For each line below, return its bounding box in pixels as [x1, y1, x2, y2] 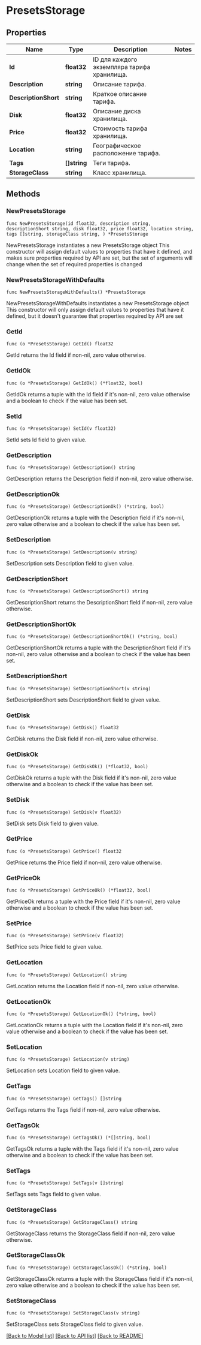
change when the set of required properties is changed [6, 260, 142, 267]
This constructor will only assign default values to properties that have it [6, 306, 184, 313]
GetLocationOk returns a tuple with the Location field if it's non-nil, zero [6, 1022, 183, 1029]
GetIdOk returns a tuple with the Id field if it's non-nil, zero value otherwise [6, 390, 190, 398]
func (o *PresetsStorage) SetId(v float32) [6, 425, 117, 432]
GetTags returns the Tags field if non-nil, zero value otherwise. [6, 1106, 160, 1113]
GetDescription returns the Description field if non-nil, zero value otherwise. [6, 475, 193, 483]
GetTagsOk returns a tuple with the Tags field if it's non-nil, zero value [6, 1145, 179, 1152]
